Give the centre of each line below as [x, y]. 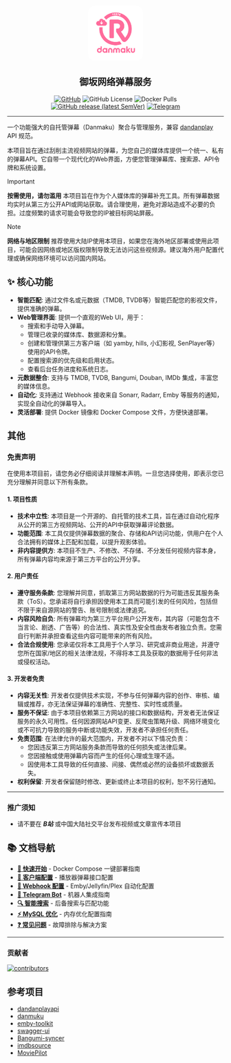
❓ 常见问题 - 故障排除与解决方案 [62, 925]
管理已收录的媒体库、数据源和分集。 [79, 334]
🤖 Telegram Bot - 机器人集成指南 [63, 895]
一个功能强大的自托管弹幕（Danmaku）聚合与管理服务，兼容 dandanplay [110, 127]
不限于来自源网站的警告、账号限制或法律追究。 [83, 610]
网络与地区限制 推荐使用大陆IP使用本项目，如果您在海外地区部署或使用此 [110, 241]
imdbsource [34, 1046]
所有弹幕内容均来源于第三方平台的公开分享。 [80, 559]
